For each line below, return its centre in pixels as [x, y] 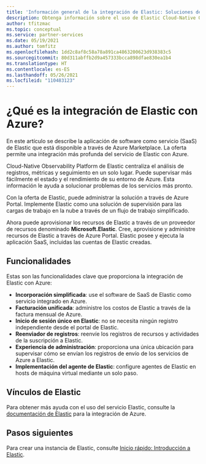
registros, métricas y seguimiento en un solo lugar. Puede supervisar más [99, 173]
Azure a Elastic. [35, 360]
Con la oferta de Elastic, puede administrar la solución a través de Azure [97, 198]
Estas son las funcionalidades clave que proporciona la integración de [95, 276]
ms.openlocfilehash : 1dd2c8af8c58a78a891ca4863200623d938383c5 [89, 52]
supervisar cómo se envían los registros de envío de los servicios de [102, 353]
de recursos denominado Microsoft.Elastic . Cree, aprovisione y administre [101, 229]
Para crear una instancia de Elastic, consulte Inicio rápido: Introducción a [98, 448]
